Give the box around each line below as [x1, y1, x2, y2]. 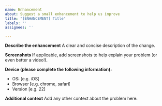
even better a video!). [5, 57, 48, 63]
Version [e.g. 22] [12, 86, 46, 92]
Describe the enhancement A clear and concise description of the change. [5, 43, 156, 48]
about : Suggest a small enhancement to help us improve [5, 12, 120, 16]
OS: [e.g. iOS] [12, 76, 40, 82]
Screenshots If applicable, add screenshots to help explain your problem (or [5, 52, 158, 58]
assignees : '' [5, 25, 34, 30]
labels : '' [5, 20, 27, 26]
